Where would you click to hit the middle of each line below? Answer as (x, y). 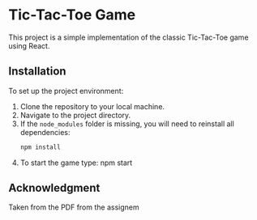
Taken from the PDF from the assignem (74, 207)
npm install (40, 147)
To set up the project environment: (66, 91)
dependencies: (45, 132)
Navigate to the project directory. (75, 115)
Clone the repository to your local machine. (92, 106)
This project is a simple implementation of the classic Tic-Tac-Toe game (128, 37)
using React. (29, 45)
